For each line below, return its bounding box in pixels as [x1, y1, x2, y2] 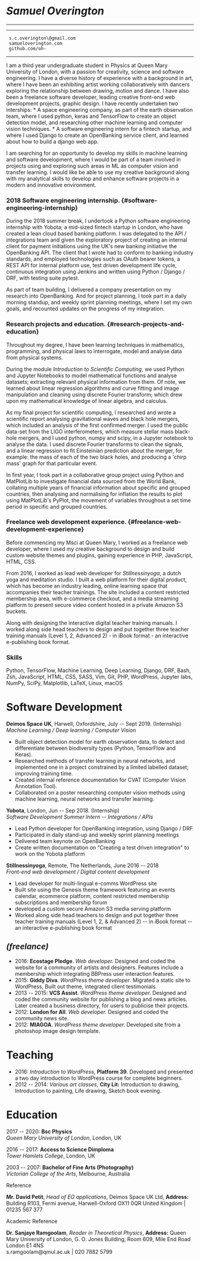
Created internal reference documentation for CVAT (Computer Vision [14, 776, 186, 784]
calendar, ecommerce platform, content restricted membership [14, 893, 170, 900]
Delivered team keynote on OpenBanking [14, 838, 115, 845]
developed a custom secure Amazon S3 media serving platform [14, 905, 171, 912]
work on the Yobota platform [14, 850, 85, 857]
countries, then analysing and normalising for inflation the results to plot [6, 490, 183, 497]
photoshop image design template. [14, 1027, 101, 1034]
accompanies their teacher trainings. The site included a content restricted [6, 588, 189, 596]
